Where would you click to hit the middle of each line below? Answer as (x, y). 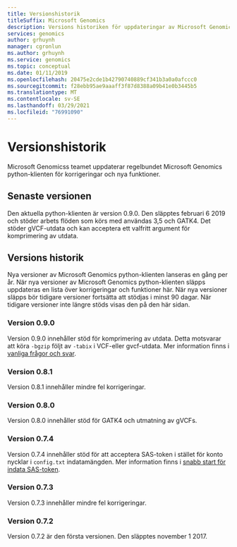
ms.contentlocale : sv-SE (44, 99)
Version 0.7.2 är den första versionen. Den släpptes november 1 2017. (108, 536)
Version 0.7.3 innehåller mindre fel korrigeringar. (77, 503)
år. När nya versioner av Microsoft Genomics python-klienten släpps (107, 282)
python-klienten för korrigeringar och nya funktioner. (84, 174)
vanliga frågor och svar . (42, 353)
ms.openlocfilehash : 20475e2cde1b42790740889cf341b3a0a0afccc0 (102, 79)
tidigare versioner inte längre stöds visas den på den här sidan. (99, 305)
